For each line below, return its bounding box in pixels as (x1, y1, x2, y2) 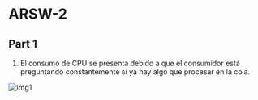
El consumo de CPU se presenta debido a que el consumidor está (19, 58, 241, 68)
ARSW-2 (8, 5, 67, 23)
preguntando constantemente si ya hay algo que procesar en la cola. (19, 67, 251, 77)
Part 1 (8, 37, 38, 51)
